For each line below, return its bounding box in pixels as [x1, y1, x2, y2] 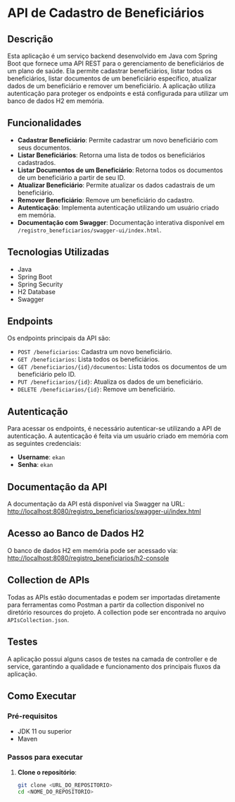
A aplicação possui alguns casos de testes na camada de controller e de [7, 655, 217, 663]
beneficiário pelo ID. [17, 370, 76, 379]
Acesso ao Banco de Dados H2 [7, 528, 144, 540]
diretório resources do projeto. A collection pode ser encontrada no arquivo [7, 608, 227, 616]
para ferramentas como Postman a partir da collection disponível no [7, 600, 205, 609]
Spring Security [17, 280, 63, 288]
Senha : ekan [17, 461, 53, 469]
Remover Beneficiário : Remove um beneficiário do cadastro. [17, 195, 195, 204]
